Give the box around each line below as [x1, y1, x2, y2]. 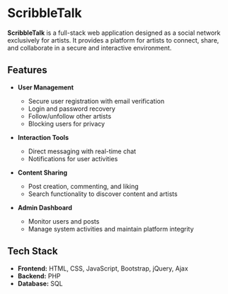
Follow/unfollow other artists [28, 111, 112, 120]
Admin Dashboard [17, 203, 73, 212]
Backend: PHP [17, 271, 62, 280]
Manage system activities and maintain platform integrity [28, 224, 194, 233]
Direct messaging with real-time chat [28, 147, 137, 156]
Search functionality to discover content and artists [28, 190, 178, 198]
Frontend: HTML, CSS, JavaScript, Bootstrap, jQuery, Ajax [17, 264, 189, 273]
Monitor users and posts [28, 217, 100, 225]
